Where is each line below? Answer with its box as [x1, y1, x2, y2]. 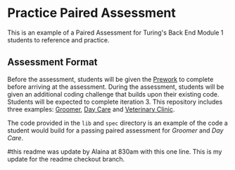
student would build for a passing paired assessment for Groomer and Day [7, 126, 224, 135]
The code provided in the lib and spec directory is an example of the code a [7, 119, 229, 127]
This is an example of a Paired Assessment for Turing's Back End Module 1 [7, 28, 224, 37]
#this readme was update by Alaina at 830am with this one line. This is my [7, 147, 222, 156]
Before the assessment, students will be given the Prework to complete [7, 75, 214, 83]
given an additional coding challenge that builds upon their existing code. [7, 90, 220, 98]
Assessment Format [7, 56, 98, 68]
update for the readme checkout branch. [7, 154, 125, 163]
